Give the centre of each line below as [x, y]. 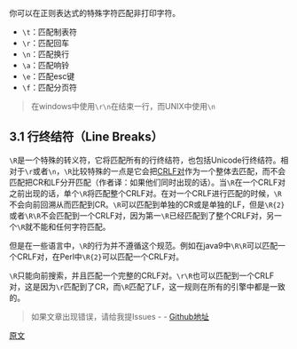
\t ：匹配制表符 [50, 32]
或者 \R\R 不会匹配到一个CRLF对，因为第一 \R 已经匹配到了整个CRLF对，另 [142, 215]
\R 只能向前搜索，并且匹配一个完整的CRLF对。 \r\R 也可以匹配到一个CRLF [142, 275]
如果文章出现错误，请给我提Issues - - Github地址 [120, 316]
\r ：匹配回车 [46, 43]
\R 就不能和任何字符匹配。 [64, 226]
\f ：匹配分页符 [50, 87]
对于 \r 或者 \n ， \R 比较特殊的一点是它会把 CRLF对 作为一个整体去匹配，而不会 [148, 171]
